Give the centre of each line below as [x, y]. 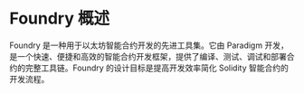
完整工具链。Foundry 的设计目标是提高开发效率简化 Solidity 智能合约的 [157, 68]
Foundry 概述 [60, 19]
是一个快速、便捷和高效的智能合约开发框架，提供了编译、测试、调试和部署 [148, 56]
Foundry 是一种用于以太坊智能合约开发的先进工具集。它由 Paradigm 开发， [149, 45]
